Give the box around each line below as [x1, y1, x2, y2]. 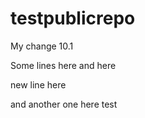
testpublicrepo [10, 7, 136, 30]
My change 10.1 [10, 40, 74, 52]
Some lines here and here [10, 59, 117, 71]
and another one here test [10, 98, 118, 110]
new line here [10, 78, 67, 91]
